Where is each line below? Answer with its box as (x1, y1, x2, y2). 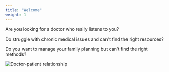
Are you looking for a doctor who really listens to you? (5, 26, 119, 32)
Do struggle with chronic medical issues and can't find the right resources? (5, 36, 164, 42)
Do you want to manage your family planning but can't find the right (5, 46, 149, 52)
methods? (5, 51, 27, 57)
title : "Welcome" (5, 7, 43, 13)
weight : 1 (5, 12, 27, 17)
